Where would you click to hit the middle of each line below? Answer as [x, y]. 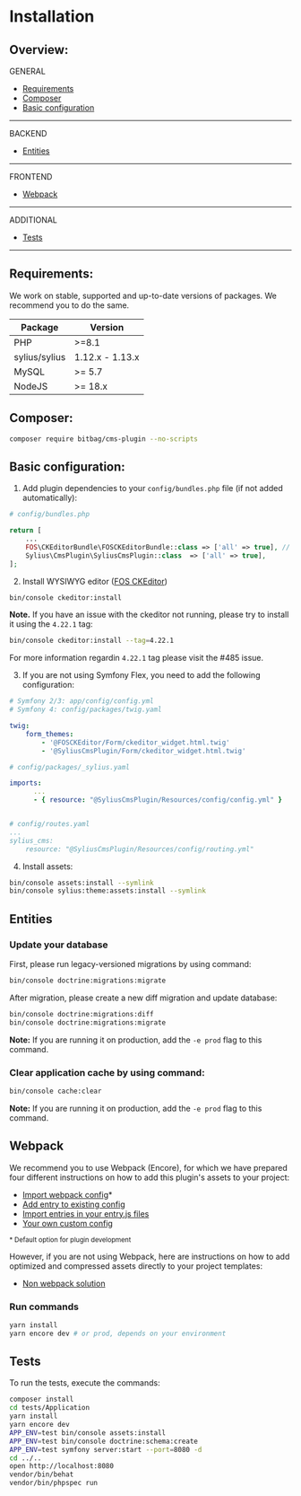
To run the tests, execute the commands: [85, 1383]
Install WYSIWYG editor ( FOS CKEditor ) [95, 581]
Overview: [39, 50]
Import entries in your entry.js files [86, 1213]
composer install [42, 1399]
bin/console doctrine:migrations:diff [82, 1014]
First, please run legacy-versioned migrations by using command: [130, 964]
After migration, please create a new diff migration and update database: [143, 998]
